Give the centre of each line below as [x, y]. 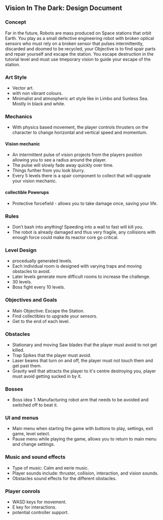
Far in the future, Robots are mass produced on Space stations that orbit [78, 33]
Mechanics [19, 117]
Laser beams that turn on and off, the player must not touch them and [82, 360]
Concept [15, 22]
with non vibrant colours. [37, 93]
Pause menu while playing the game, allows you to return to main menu [84, 439]
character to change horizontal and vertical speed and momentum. [80, 132]
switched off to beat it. [35, 405]
